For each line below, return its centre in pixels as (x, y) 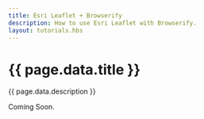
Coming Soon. (32, 107)
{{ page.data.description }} (52, 91)
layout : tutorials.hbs (46, 30)
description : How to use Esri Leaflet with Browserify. (102, 23)
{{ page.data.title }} (74, 69)
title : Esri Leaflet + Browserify (65, 15)
